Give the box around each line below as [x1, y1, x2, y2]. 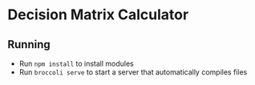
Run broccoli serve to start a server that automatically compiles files [18, 67, 248, 77]
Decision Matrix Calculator [7, 6, 189, 24]
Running [7, 38, 51, 51]
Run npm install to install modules [18, 59, 134, 68]
